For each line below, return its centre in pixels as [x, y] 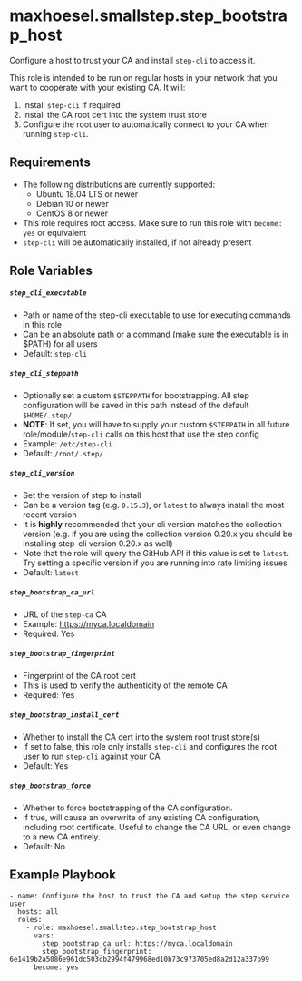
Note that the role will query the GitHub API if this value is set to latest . [156, 554]
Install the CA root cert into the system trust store [114, 114]
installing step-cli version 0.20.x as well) [98, 544]
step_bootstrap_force [50, 786]
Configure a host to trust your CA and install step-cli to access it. [132, 60]
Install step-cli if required [71, 104]
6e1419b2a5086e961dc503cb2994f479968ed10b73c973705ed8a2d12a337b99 [140, 959]
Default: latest [51, 573]
